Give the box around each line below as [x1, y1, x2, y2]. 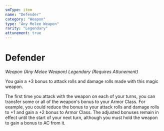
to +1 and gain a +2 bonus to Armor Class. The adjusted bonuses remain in [5, 109, 159, 115]
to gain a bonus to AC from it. [5, 119, 66, 125]
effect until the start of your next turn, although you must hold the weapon [5, 114, 158, 120]
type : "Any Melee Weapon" [5, 21, 59, 26]
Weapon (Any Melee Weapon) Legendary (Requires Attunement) [5, 68, 138, 74]
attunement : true [5, 30, 41, 35]
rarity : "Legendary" [5, 26, 48, 31]
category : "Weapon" [5, 16, 46, 21]
